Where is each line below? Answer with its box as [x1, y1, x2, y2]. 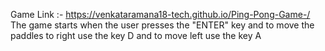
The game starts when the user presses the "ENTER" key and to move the [10, 19, 315, 31]
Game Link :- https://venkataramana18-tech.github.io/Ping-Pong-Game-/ [10, 9, 311, 20]
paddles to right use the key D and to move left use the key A [10, 30, 262, 41]
